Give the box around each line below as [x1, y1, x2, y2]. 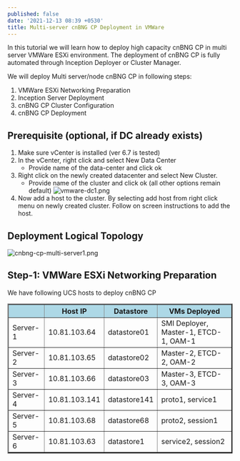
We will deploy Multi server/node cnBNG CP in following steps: [7, 72, 192, 81]
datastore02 [108, 353, 150, 363]
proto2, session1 [161, 415, 219, 425]
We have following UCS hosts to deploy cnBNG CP [7, 288, 156, 297]
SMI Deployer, [161, 318, 209, 328]
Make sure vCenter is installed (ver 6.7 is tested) [17, 148, 161, 157]
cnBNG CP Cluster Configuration [17, 101, 114, 110]
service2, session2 [161, 436, 225, 446]
